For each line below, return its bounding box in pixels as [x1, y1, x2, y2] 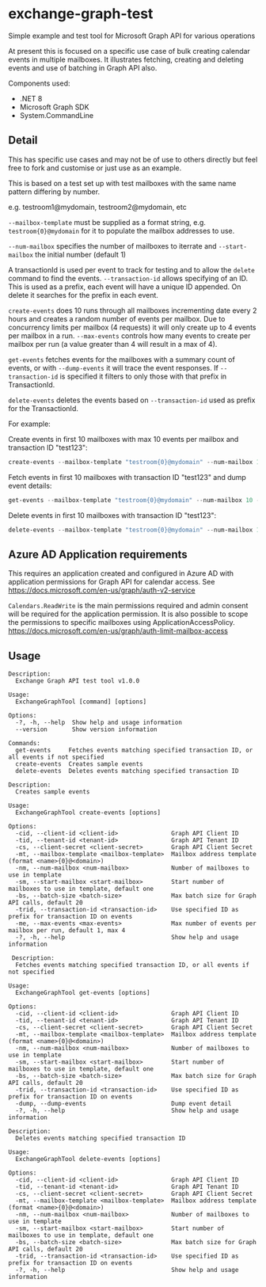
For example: [8, 419, 51, 428]
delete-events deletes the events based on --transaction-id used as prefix [8, 395, 256, 405]
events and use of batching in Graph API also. [8, 63, 158, 72]
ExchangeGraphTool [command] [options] [15, 698, 147, 706]
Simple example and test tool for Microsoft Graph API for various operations [8, 31, 256, 40]
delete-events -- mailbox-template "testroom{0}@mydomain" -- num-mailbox [8, 526, 253, 534]
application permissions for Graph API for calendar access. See [8, 577, 215, 587]
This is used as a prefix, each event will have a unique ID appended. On [8, 282, 241, 291]
